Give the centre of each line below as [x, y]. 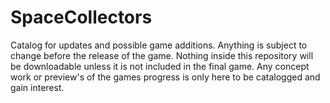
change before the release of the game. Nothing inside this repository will [162, 55]
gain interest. [37, 87]
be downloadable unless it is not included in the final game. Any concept [160, 66]
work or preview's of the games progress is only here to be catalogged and [165, 77]
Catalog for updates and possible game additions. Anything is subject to [159, 45]
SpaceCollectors [81, 17]
